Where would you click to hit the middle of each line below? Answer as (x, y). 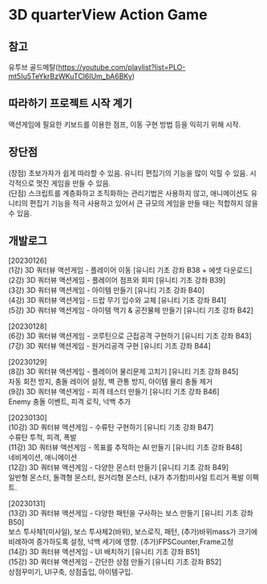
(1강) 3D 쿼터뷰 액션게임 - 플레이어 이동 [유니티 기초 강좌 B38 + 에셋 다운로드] (130, 270)
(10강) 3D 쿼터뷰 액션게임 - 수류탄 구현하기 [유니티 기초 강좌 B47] (111, 427)
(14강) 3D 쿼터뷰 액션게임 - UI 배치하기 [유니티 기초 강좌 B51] (104, 552)
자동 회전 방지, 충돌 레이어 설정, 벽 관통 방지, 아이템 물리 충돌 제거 (111, 382)
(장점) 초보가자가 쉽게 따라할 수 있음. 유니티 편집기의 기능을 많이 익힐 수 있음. (128, 173)
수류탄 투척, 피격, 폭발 (42, 437)
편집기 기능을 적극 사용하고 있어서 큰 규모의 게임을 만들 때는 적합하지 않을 (144, 203)
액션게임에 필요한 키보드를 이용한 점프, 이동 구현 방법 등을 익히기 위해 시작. (125, 124)
